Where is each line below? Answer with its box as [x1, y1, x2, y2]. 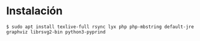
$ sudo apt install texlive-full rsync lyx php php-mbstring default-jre [6, 24, 195, 30]
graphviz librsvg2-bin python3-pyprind [6, 29, 106, 35]
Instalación [6, 4, 63, 18]
